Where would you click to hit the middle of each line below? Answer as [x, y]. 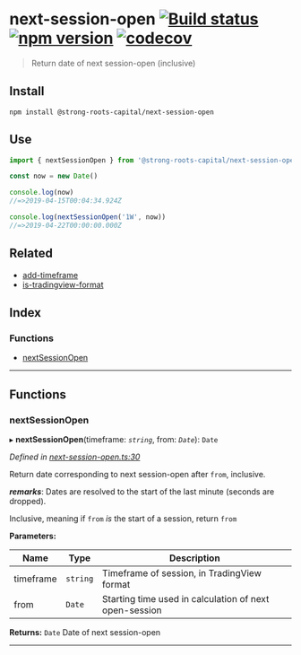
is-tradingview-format [63, 284]
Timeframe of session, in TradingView [181, 573]
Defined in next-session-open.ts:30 [75, 457]
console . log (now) [42, 193]
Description [195, 558]
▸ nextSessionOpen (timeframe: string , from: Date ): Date [114, 439]
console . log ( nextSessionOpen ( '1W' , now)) [88, 217]
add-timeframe [50, 275]
